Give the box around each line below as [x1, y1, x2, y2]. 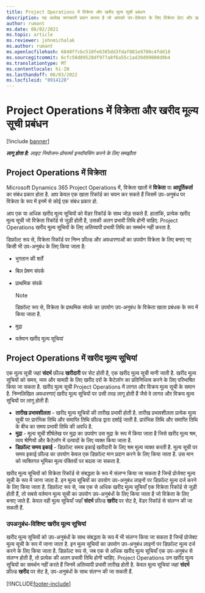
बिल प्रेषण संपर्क [15, 267, 45, 274]
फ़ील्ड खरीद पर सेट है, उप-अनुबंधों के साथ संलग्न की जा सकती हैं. [6, 567, 133, 575]
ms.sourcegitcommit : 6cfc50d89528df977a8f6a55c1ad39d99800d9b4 [6, 54, 171, 61]
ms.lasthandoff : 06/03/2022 [6, 72, 78, 78]
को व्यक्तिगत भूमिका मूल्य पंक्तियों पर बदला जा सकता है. [15, 457, 121, 464]
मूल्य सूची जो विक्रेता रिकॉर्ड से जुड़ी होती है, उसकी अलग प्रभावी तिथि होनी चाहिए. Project [6, 217, 178, 224]
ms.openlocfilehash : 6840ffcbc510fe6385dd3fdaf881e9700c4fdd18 [6, 49, 171, 55]
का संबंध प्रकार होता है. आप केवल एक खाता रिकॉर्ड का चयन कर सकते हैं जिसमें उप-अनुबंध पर [6, 190, 185, 198]
